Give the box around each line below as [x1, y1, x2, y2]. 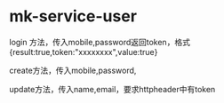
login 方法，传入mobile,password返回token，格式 [9, 36, 191, 47]
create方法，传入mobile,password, [9, 65, 137, 75]
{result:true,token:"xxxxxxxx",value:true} [9, 46, 158, 57]
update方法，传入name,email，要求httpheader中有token [9, 83, 216, 94]
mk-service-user [9, 6, 138, 27]
